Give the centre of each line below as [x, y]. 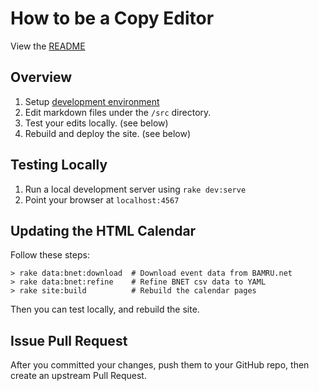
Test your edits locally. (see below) [96, 123]
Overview [41, 77]
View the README [48, 46]
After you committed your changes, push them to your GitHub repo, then [160, 365]
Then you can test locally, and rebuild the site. [105, 309]
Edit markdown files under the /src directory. [118, 112]
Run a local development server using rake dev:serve [135, 189]
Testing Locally [59, 165]
